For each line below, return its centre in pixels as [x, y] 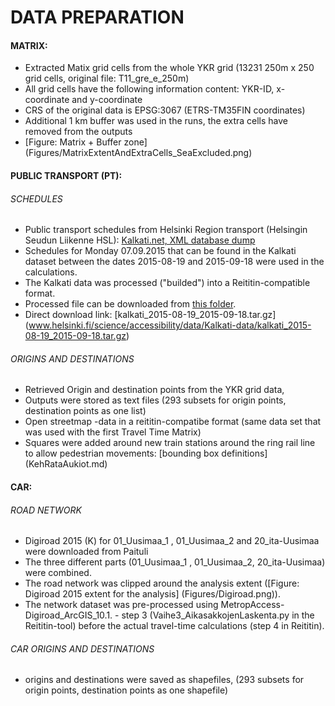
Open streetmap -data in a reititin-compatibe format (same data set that [173, 422]
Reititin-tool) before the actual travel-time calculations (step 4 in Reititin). [174, 626]
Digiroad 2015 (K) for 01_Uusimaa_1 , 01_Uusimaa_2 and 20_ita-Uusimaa [172, 541]
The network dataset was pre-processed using [121, 605]
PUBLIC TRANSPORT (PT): [66, 175]
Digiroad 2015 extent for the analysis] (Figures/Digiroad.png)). [152, 594]
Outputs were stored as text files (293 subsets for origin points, [155, 400]
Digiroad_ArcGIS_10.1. [68, 615]
